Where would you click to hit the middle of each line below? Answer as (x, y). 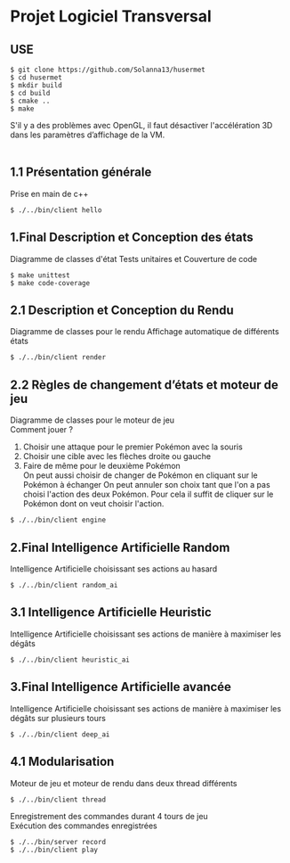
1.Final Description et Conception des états (132, 238)
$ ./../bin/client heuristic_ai (70, 660)
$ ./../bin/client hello (56, 210)
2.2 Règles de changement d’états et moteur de (145, 385)
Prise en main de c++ (49, 193)
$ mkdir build (36, 86)
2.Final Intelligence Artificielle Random (120, 547)
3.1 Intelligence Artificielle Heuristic (111, 612)
